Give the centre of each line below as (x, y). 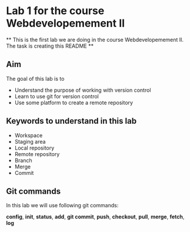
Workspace (29, 135)
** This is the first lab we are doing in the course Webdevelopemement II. (95, 39)
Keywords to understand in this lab (71, 121)
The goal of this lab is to (35, 78)
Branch (23, 160)
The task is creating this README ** (50, 46)
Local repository (34, 148)
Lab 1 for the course (55, 11)
